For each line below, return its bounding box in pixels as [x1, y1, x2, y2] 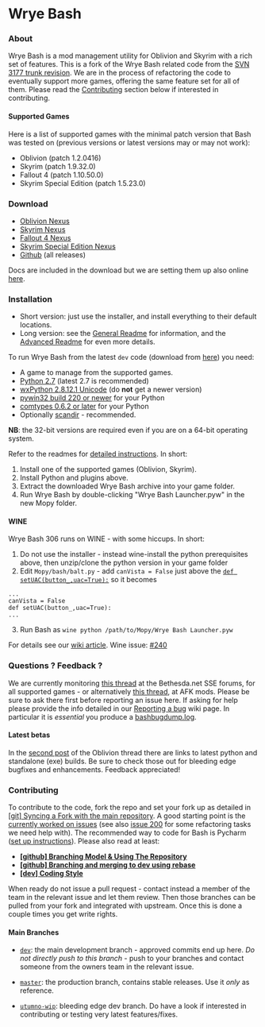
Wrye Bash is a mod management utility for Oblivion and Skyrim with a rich [8, 51, 252, 60]
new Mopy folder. [19, 498, 78, 508]
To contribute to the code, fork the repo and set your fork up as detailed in [8, 803, 252, 813]
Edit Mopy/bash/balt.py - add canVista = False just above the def [19, 566, 234, 576]
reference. [19, 986, 54, 995]
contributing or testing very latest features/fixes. [19, 1010, 179, 1019]
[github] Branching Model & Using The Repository [19, 851, 188, 862]
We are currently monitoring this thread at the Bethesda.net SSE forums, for [8, 678, 255, 688]
